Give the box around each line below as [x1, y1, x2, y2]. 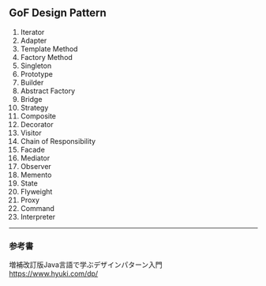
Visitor [20, 128, 42, 137]
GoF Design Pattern [9, 6, 107, 20]
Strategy [20, 103, 49, 112]
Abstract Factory [20, 86, 76, 96]
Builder [20, 77, 44, 87]
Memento [20, 170, 52, 179]
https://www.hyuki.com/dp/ [9, 269, 99, 279]
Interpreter [20, 212, 56, 221]
